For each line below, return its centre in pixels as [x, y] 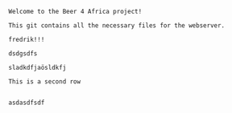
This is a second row [45, 82]
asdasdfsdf [27, 103]
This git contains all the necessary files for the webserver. [117, 26]
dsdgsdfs [23, 54]
